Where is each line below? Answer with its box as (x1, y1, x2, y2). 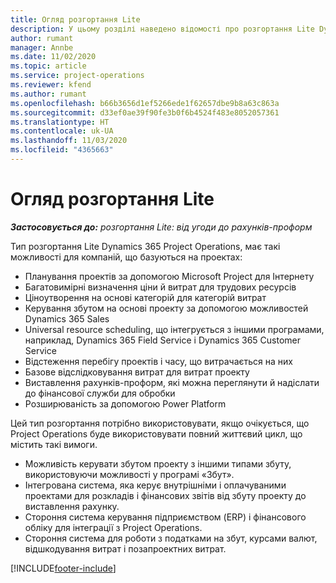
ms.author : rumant (10, 89, 87, 99)
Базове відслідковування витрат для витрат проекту (24, 366, 250, 378)
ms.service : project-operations (10, 71, 145, 81)
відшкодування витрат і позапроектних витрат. (24, 542, 227, 555)
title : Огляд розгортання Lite (10, 14, 141, 25)
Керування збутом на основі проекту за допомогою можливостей (24, 302, 309, 314)
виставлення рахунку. (24, 500, 120, 512)
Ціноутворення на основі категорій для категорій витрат (24, 291, 267, 303)
